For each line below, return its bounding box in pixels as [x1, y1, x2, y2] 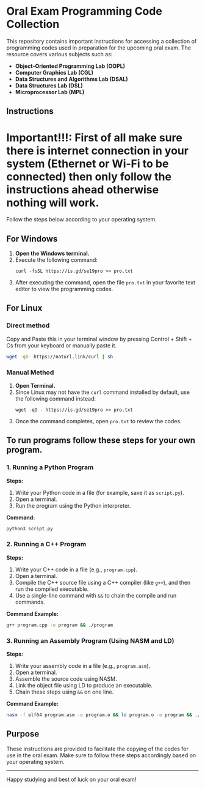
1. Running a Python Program [6, 463, 94, 472]
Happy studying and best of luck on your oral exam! [6, 776, 137, 783]
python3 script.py [6, 525, 53, 532]
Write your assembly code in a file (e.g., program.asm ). [15, 662, 151, 669]
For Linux [6, 303, 43, 313]
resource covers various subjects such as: [6, 50, 113, 57]
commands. [15, 598, 45, 606]
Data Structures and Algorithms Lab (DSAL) [15, 75, 128, 83]
